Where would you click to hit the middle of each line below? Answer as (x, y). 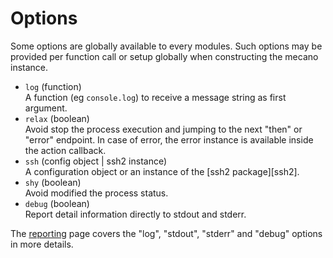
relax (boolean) (57, 118)
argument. (46, 108)
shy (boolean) (53, 182)
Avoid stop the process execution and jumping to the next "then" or (163, 129)
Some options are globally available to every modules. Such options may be (166, 46)
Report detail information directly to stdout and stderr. (135, 214)
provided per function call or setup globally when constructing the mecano (164, 56)
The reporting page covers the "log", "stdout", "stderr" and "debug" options (166, 233)
